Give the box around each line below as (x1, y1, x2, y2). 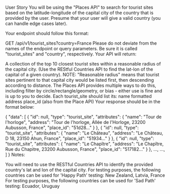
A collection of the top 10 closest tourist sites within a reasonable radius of (5, 61, 161, 67)
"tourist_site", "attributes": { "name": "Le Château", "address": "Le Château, (5, 130, 163, 136)
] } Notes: (5, 152, 25, 157)
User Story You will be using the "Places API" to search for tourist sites (5, 5, 153, 10)
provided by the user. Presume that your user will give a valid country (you (5, 15, 161, 21)
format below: (5, 104, 35, 110)
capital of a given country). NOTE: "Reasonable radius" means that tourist (5, 72, 160, 78)
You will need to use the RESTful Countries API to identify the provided (5, 161, 153, 167)
